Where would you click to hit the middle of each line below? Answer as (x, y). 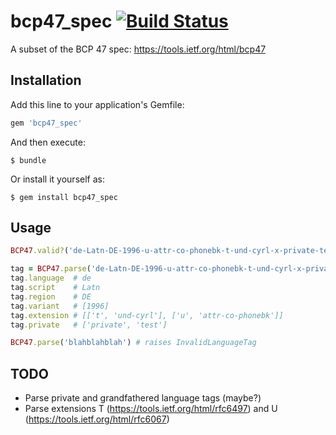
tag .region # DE (51, 296)
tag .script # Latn (55, 288)
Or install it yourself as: (57, 179)
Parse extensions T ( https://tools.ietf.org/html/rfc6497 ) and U (151, 409)
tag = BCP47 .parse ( (51, 269)
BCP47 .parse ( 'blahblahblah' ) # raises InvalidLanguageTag (133, 343)
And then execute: (48, 142)
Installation (46, 80)
